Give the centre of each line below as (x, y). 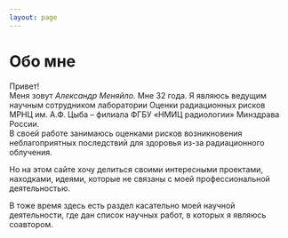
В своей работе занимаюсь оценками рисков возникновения (126, 133)
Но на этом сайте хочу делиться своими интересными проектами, (136, 169)
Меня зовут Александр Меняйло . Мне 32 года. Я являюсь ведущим (138, 95)
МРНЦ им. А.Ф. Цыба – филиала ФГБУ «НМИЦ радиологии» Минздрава (144, 114)
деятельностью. (40, 188)
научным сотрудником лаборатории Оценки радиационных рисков (137, 105)
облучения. (31, 152)
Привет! (24, 86)
